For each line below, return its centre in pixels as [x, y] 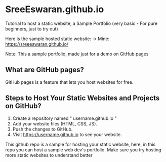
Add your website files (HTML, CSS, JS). [55, 123]
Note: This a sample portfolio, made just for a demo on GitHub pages [77, 54]
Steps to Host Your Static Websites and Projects [82, 98]
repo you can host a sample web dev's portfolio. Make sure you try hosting [83, 150]
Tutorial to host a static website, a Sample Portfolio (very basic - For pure [81, 23]
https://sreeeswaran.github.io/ [37, 44]
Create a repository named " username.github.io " [65, 118]
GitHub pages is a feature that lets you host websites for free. [69, 82]
